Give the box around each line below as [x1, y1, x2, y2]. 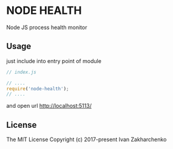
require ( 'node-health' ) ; [6, 85, 69, 91]
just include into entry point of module [6, 57, 102, 64]
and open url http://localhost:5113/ [6, 102, 92, 110]
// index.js [6, 69, 36, 75]
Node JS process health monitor [6, 24, 87, 31]
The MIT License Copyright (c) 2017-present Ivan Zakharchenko [6, 136, 167, 143]
